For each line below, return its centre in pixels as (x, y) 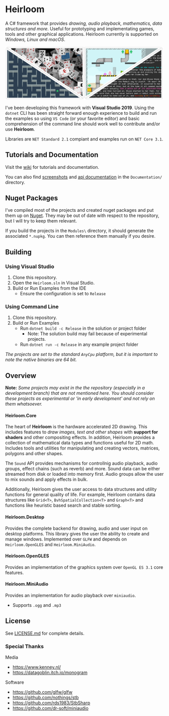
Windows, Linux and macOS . (35, 39)
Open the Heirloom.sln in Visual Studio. (53, 283)
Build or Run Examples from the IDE (49, 288)
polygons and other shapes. (34, 454)
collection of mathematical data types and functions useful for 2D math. (80, 443)
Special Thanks (25, 646)
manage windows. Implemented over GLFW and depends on (66, 539)
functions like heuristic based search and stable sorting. (63, 505)
